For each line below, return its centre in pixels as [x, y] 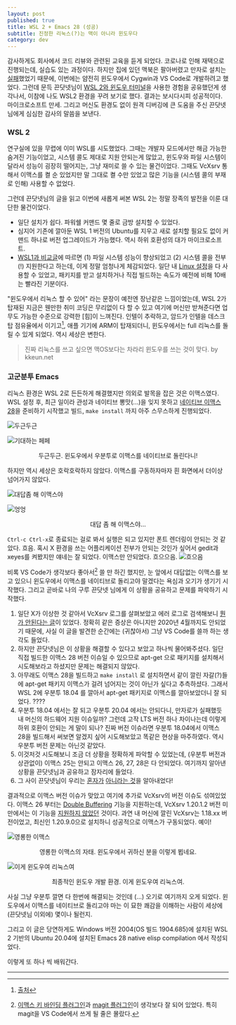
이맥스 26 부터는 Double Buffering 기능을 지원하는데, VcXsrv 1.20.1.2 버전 [119, 804]
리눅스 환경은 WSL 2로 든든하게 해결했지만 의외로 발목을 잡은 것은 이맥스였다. [113, 393]
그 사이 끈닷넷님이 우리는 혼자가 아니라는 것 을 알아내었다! [95, 781]
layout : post [26, 14]
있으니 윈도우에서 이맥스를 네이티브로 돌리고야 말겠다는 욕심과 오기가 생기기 [118, 581]
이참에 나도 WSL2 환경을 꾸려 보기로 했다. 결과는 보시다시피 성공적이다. [125, 96]
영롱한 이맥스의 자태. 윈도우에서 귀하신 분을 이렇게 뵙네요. [118, 852]
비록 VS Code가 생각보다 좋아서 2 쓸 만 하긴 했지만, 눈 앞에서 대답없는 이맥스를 [114, 572]
